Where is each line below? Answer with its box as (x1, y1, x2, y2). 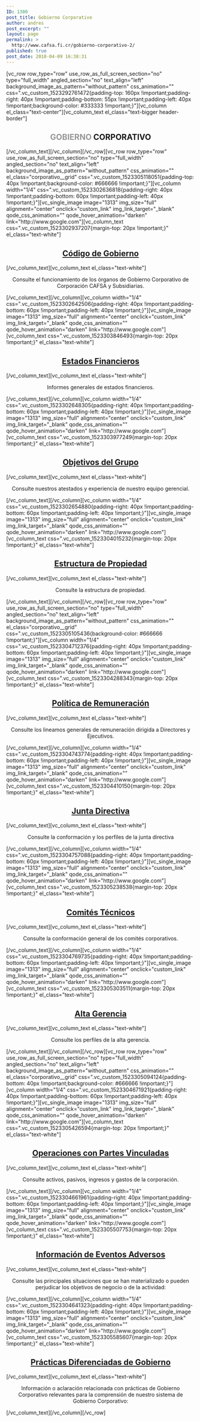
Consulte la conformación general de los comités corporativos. (23, 935, 178, 942)
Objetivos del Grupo (62, 457, 139, 467)
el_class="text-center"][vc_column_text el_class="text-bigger (6, 108, 158, 115)
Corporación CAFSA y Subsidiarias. (56, 282, 145, 290)
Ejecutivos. (87, 732, 114, 740)
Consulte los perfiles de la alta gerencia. (50, 1036, 151, 1043)
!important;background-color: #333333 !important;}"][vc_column (6, 102, 167, 109)
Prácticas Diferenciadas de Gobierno (30, 1357, 171, 1367)
